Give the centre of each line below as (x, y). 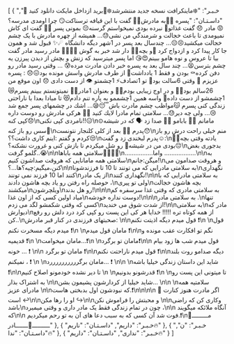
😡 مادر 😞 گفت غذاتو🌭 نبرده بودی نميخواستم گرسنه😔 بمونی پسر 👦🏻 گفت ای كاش (116, 28)
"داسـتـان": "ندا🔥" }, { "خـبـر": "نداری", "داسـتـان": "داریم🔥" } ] (91, 333)
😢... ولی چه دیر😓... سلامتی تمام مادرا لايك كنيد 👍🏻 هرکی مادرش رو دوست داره (112, 113)
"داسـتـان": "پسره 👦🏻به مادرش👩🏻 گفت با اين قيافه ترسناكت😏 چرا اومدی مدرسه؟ (115, 21)
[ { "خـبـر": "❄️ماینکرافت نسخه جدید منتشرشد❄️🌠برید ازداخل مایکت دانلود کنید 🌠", (114, 10)
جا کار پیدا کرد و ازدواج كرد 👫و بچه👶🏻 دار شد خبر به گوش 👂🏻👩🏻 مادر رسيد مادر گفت (117, 50)
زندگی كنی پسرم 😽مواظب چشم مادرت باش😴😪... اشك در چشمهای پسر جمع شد (117, 105)
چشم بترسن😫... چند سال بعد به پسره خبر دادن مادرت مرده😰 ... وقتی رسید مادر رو (117, 65)
